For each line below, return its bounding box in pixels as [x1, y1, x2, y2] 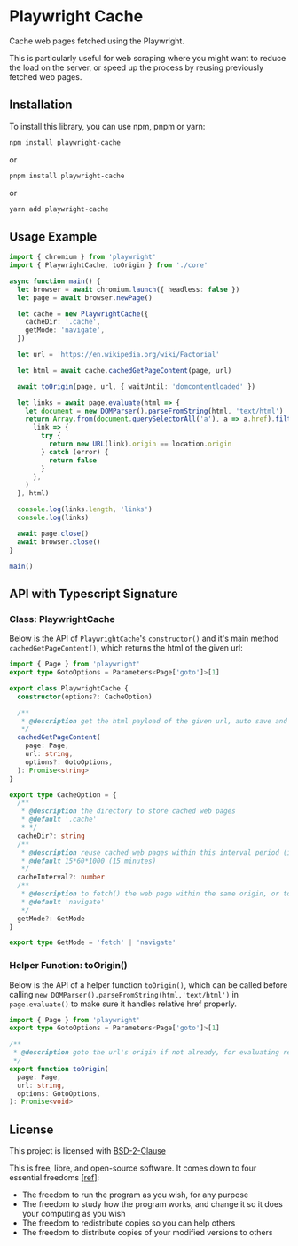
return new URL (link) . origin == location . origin [48, 439, 232, 449]
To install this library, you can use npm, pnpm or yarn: [9, 121, 206, 131]
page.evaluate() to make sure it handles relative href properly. [9, 998, 237, 1009]
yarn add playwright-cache [9, 204, 109, 214]
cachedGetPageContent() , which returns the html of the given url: [9, 643, 243, 653]
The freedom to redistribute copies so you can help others [21, 1218, 236, 1228]
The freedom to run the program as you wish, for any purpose [21, 1189, 249, 1200]
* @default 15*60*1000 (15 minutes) [20, 856, 157, 865]
